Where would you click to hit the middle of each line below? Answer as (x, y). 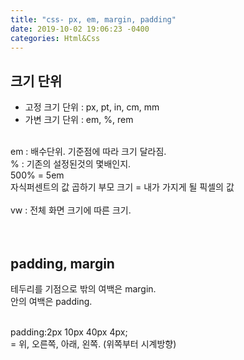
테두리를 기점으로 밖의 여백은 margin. (83, 289)
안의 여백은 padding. (51, 301)
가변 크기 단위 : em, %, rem (79, 120)
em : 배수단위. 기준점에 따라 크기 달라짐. (88, 152)
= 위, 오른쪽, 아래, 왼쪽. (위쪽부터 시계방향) (93, 344)
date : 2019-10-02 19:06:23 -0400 (80, 29)
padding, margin (62, 263)
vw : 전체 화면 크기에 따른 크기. (71, 210)
